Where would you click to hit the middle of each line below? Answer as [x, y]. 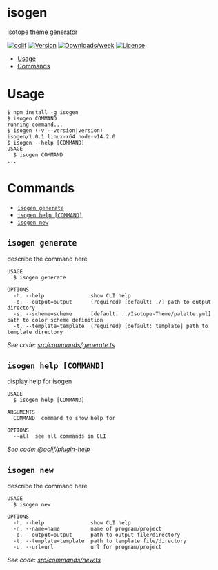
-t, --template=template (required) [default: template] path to [111, 326]
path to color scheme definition [55, 320]
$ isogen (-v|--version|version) [55, 130]
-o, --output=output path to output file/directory [97, 535]
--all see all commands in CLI [60, 436]
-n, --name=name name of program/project [88, 529]
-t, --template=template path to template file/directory [100, 541]
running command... [35, 125]
